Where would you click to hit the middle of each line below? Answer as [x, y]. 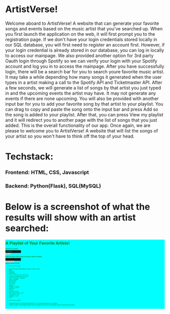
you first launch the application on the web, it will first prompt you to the [80, 34]
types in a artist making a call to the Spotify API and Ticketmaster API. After [84, 82]
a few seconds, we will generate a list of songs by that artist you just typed [83, 87]
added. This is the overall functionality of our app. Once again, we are [78, 125]
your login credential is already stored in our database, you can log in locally [85, 50]
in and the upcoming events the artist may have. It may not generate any [81, 93]
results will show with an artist [71, 218]
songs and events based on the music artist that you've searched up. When [84, 28]
